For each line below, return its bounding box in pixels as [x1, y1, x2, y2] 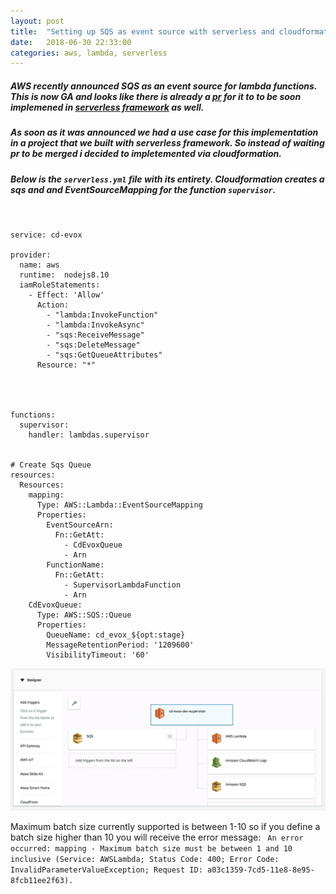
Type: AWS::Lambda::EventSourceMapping [36, 500, 203, 510]
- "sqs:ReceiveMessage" [46, 330, 145, 340]
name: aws [19, 260, 60, 270]
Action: [36, 300, 70, 310]
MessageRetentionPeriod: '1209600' [46, 640, 195, 650]
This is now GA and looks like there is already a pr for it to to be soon [10, 90, 302, 102]
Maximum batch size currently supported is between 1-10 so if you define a [10, 821, 321, 833]
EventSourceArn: [46, 520, 114, 530]
